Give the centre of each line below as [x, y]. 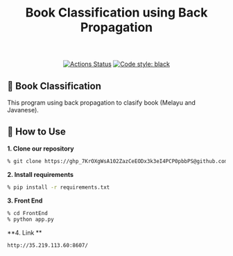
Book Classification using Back [116, 13]
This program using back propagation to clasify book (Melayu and [102, 103]
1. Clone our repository [41, 148]
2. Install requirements [41, 174]
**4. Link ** [25, 233]
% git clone [24, 161]
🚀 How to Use [36, 132]
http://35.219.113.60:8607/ [48, 246]
